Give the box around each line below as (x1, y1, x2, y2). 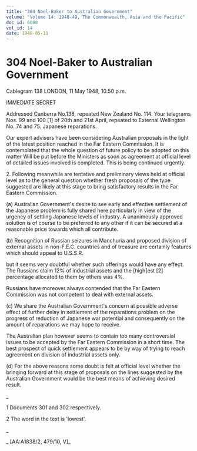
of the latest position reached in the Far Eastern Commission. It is (6, 140, 164, 147)
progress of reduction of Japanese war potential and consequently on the (6, 315, 185, 322)
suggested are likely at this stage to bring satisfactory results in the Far (6, 183, 178, 190)
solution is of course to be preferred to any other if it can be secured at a (6, 220, 183, 227)
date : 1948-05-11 (6, 31, 49, 36)
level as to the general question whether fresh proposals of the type (6, 177, 171, 184)
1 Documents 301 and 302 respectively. (6, 404, 102, 411)
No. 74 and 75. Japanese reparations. (6, 123, 97, 130)
